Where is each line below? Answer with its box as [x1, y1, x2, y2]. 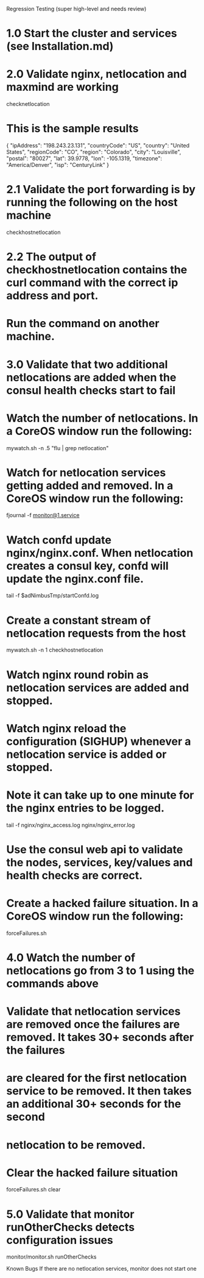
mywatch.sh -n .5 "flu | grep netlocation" [6, 444, 109, 451]
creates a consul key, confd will [6, 559, 169, 573]
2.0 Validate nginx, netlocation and [6, 67, 187, 81]
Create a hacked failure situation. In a [6, 897, 199, 910]
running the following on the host [6, 196, 178, 210]
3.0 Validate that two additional [6, 358, 168, 371]
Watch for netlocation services [6, 465, 166, 479]
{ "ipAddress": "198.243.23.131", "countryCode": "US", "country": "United [6, 142, 190, 149]
